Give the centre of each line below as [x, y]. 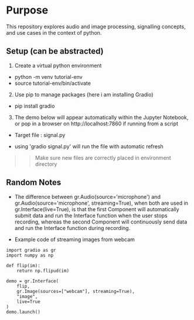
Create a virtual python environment [58, 65]
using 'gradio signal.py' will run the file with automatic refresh [89, 146]
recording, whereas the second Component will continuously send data [101, 222]
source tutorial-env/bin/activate [52, 83]
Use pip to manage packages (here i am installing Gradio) [84, 94]
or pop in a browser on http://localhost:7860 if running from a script [96, 124]
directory [46, 164]
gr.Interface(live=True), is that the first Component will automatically [97, 209]
